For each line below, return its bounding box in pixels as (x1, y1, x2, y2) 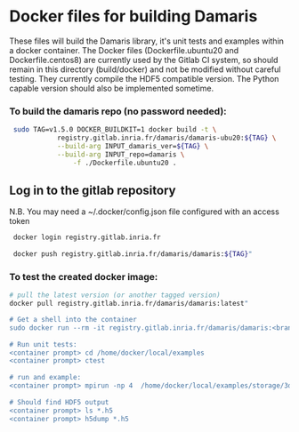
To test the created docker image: (9, 270, 158, 283)
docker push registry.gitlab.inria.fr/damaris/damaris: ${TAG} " (12, 250, 253, 259)
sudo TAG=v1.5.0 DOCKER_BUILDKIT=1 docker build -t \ (12, 125, 217, 134)
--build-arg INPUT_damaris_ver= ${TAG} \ (56, 141, 209, 150)
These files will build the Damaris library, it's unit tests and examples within (9, 36, 285, 46)
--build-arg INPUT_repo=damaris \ (56, 149, 185, 159)
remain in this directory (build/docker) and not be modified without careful (9, 64, 281, 75)
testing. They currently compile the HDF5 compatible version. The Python (9, 73, 279, 84)
